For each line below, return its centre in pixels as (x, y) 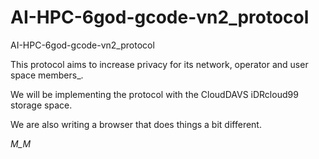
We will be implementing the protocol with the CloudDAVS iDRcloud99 (154, 94)
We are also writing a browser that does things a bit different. (136, 124)
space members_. (47, 75)
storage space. (41, 105)
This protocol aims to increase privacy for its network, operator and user (159, 64)
